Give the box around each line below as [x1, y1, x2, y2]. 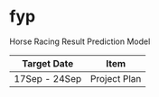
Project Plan [89, 72, 142, 84]
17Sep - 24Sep [14, 72, 82, 84]
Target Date [22, 57, 74, 69]
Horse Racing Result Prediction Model [9, 36, 151, 47]
